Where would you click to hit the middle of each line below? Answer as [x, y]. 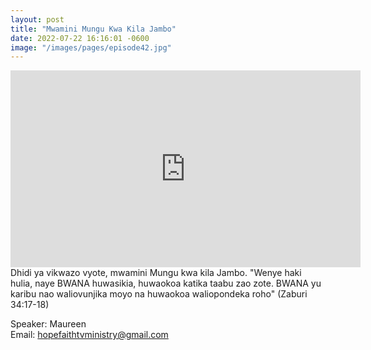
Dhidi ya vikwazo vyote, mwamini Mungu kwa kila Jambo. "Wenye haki [156, 273]
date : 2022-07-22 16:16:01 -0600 [80, 38]
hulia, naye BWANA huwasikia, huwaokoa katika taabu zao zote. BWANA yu [166, 283]
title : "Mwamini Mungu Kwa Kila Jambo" [93, 29]
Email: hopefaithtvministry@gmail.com [89, 335]
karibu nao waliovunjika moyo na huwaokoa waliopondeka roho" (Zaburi [159, 294]
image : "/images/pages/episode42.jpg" [91, 47]
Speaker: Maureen [48, 324]
